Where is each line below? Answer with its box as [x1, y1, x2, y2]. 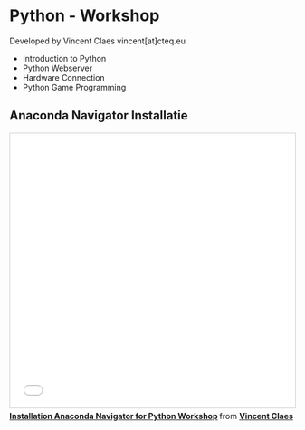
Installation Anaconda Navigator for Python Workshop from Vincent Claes [9, 410, 294, 421]
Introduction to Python [22, 53, 107, 63]
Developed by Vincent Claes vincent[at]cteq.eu [9, 35, 186, 46]
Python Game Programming [22, 81, 127, 92]
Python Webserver [22, 62, 93, 73]
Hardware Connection [22, 72, 106, 82]
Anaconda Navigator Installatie [9, 108, 188, 123]
